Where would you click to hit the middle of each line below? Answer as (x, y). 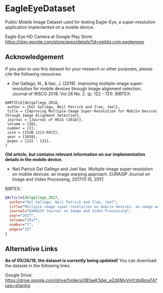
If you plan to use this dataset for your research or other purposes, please (79, 69)
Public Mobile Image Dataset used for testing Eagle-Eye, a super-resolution (80, 22)
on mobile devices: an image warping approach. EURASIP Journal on (81, 174)
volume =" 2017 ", (25, 220)
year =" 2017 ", (23, 216)
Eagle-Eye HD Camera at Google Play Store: (49, 37)
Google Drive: (19, 275)
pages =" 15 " (20, 229)
